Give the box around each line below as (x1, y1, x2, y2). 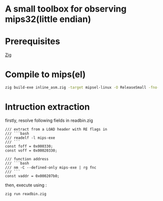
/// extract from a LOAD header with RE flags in (5, 127, 108, 132)
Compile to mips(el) (5, 69, 86, 80)
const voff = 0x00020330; (5, 148, 57, 153)
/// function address (5, 156, 49, 161)
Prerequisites (5, 36, 61, 47)
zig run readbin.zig (5, 191, 47, 196)
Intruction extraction (5, 101, 90, 113)
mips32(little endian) (5, 14, 91, 25)
